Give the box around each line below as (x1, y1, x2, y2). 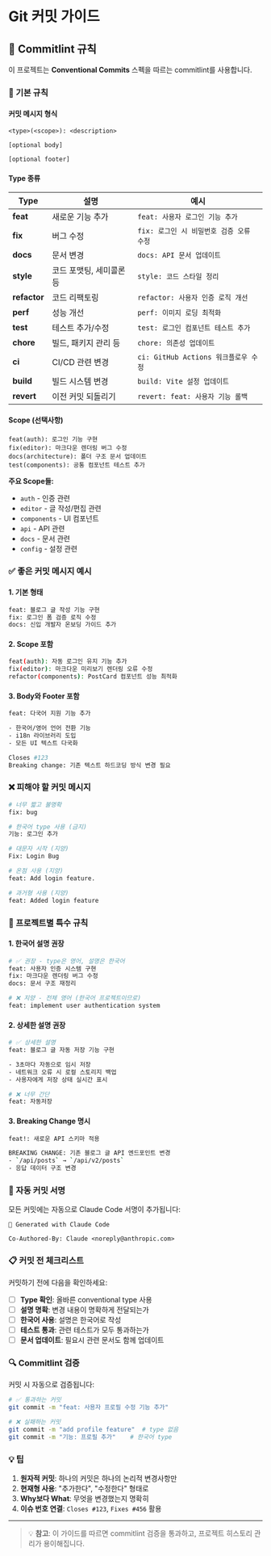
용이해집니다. (43, 1538, 85, 1548)
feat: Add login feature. (8, 874, 95, 883)
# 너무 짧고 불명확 (8, 800, 62, 808)
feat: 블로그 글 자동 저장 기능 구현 (8, 1046, 115, 1055)
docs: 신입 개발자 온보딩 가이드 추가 (8, 621, 117, 629)
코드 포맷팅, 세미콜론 (52, 265, 126, 276)
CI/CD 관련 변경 (52, 357, 109, 368)
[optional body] (8, 141, 63, 149)
